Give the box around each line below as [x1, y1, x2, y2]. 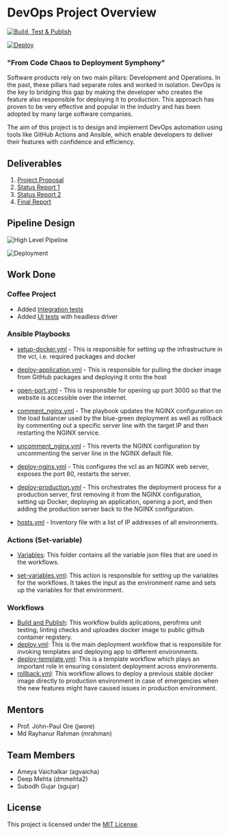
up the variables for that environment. [16, 586, 124, 594]
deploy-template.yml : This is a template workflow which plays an [16, 655, 200, 663]
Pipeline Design [7, 217, 75, 229]
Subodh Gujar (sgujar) [16, 782, 80, 790]
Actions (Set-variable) [7, 535, 83, 544]
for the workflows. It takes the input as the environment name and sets [16, 579, 217, 587]
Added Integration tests [16, 305, 84, 313]
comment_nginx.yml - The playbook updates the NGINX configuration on [16, 407, 224, 415]
